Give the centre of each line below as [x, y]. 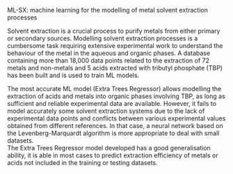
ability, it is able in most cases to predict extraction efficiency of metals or [113, 155]
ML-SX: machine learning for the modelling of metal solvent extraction [108, 10]
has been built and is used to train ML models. [73, 75]
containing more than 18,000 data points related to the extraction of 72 [109, 61]
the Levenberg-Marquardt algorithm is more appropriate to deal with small [113, 133]
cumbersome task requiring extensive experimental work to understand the [115, 46]
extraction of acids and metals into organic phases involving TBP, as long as [116, 96]
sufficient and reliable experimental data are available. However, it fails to [112, 103]
